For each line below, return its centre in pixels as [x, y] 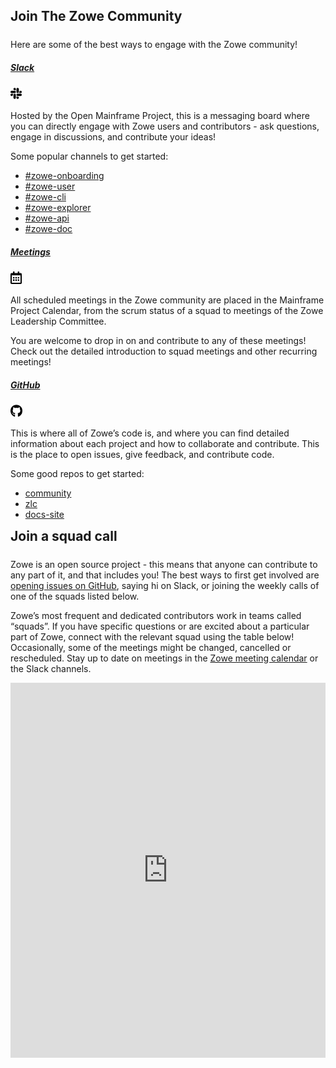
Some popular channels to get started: [89, 156]
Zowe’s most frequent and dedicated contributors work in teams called [156, 616]
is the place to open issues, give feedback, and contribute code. [142, 455]
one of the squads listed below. [75, 596]
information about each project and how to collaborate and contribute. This [165, 444]
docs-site [44, 515]
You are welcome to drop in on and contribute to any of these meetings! [158, 341]
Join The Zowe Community [96, 16]
